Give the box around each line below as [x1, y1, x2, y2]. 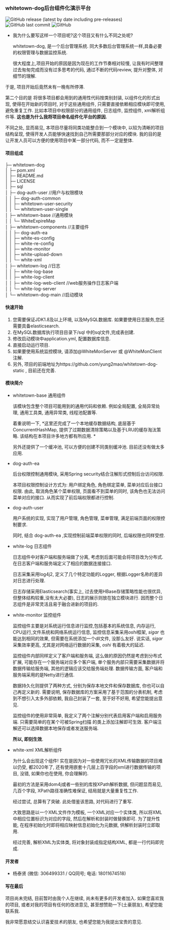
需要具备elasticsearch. [12, 322, 60, 329]
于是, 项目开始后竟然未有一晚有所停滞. [5, 84, 85, 90]
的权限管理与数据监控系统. [12, 49, 67, 56]
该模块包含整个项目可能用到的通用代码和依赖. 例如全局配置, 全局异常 [12, 403, 156, 409]
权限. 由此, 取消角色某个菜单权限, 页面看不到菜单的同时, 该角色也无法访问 [12, 488, 165, 494]
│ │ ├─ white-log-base [5, 268, 53, 275]
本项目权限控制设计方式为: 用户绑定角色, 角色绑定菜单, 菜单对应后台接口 [12, 481, 163, 487]
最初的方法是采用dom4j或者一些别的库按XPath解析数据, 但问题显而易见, [12, 781, 162, 787]
